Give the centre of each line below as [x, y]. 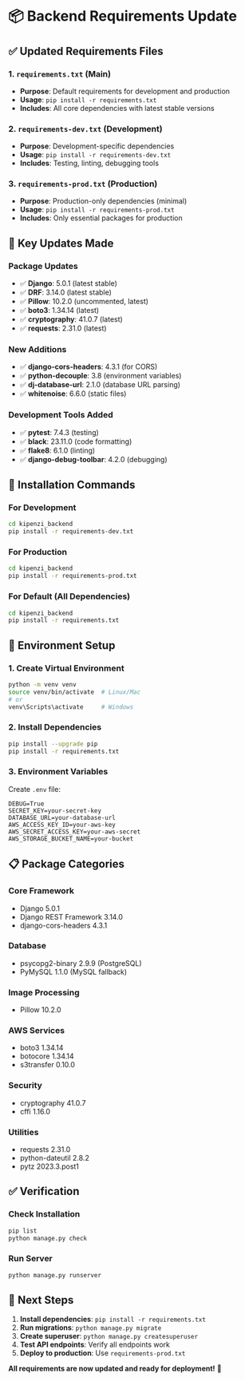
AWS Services [37, 1031]
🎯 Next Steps [41, 1300]
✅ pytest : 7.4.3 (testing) [59, 432]
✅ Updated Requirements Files [86, 51]
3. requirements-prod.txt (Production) [83, 184]
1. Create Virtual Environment [67, 668]
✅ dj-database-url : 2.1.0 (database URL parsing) [100, 385]
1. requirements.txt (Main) [60, 73]
